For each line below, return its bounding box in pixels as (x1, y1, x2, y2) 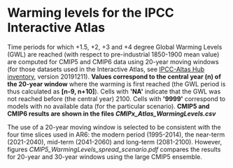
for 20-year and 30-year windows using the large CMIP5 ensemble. (7, 152, 203, 161)
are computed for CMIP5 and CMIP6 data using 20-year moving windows (7, 57, 219, 66)
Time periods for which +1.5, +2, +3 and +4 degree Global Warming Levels (7, 43, 223, 51)
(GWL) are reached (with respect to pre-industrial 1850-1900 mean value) (7, 50, 220, 59)
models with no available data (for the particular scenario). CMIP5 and (7, 102, 210, 110)
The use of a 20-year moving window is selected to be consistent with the (7, 123, 222, 131)
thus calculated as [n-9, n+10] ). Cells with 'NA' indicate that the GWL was (7, 87, 221, 96)
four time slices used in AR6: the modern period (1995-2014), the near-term (7, 130, 225, 139)
